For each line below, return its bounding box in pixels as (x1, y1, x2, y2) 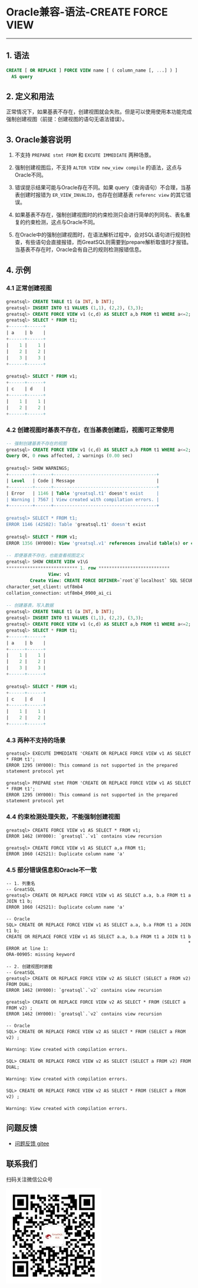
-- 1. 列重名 (6, 880, 35, 887)
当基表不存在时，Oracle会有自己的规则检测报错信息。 (14, 246, 145, 253)
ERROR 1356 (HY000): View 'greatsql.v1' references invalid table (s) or (6, 540, 189, 546)
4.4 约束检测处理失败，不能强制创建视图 (6, 813, 121, 821)
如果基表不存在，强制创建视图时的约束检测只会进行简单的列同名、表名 (14, 211, 186, 219)
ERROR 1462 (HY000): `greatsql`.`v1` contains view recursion (6, 833, 162, 839)
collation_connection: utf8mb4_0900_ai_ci (6, 590, 112, 596)
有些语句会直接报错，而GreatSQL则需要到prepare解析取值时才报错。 (25, 239, 192, 246)
